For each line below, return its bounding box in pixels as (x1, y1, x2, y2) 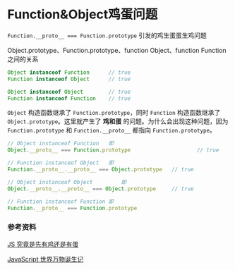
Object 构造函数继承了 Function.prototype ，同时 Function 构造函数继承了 (7, 109, 221, 117)
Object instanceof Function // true (7, 68, 131, 76)
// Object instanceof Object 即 (7, 178, 127, 185)
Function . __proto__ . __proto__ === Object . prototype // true (7, 166, 194, 173)
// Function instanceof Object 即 (7, 159, 114, 166)
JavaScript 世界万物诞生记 (7, 254, 84, 263)
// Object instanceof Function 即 (7, 140, 114, 147)
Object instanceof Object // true (7, 88, 131, 95)
